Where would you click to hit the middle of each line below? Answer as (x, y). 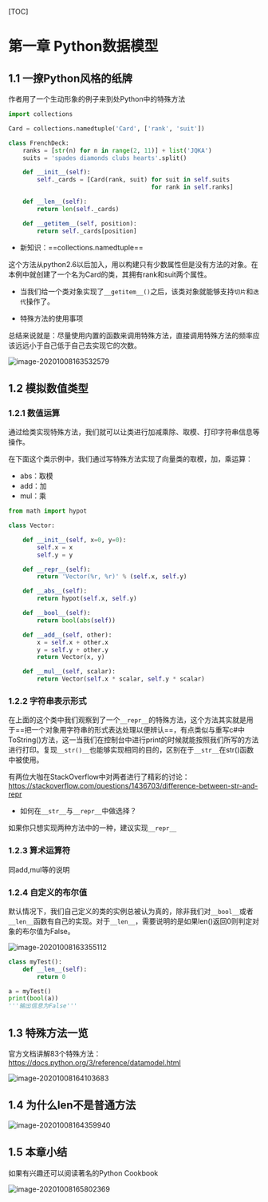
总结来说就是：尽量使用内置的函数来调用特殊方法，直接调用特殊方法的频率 (130, 335)
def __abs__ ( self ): (55, 591)
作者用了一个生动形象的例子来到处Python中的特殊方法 (97, 99)
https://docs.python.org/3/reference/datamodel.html (95, 1063)
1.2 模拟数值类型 (49, 388)
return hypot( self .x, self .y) (87, 599)
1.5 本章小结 (38, 1152)
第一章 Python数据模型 (83, 46)
